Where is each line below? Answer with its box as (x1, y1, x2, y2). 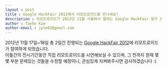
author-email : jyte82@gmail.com (5, 26, 75, 31)
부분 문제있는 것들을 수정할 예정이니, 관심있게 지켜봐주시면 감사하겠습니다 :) (10, 58, 157, 64)
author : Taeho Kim (5, 21, 46, 26)
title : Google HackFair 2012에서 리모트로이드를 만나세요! (5, 12, 119, 17)
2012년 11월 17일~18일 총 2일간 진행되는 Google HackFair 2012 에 (5, 40, 134, 46)
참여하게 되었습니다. (10, 46, 49, 52)
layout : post (5, 7, 35, 12)
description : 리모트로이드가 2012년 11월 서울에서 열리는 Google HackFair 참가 (5, 16, 158, 21)
